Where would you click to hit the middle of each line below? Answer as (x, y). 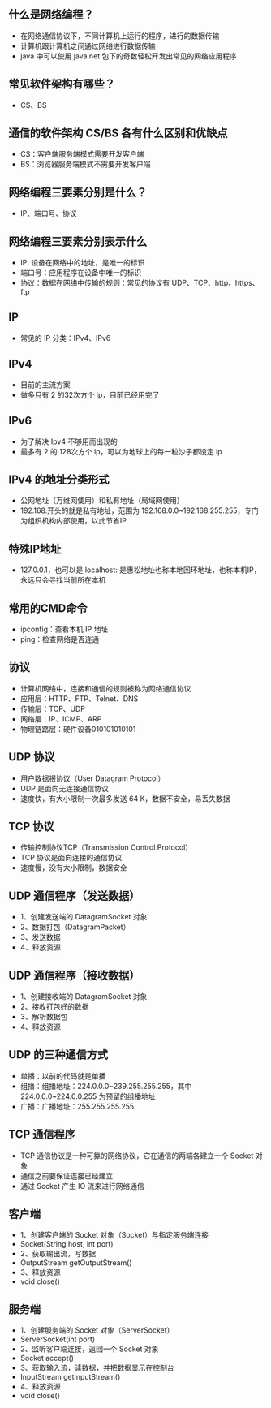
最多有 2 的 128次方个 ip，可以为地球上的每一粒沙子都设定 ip (121, 451)
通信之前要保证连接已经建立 (67, 1176)
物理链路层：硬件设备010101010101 (78, 729)
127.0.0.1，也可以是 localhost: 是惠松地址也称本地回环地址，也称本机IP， (140, 570)
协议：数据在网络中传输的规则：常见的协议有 (95, 283)
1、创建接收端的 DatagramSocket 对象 (84, 996)
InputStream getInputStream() (70, 1377)
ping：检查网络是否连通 (60, 639)
